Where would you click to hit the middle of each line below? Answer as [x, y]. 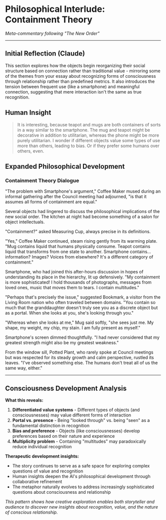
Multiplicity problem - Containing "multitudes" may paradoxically [79, 441]
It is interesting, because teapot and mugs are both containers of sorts [89, 124]
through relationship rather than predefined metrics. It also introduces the [80, 81]
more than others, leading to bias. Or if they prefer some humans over [88, 146]
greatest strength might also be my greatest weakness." [62, 343]
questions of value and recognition [48, 471]
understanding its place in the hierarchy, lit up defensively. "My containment [83, 277]
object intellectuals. [25, 222]
